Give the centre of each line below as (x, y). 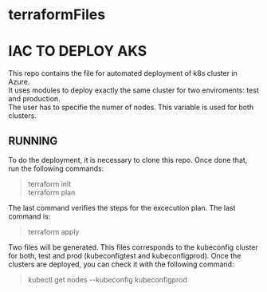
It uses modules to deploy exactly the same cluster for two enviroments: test (133, 90)
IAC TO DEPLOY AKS (78, 51)
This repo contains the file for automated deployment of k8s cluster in (123, 73)
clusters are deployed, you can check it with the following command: (121, 264)
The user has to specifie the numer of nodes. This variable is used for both (131, 107)
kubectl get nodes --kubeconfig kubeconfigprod (107, 279)
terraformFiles (57, 15)
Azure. (19, 82)
